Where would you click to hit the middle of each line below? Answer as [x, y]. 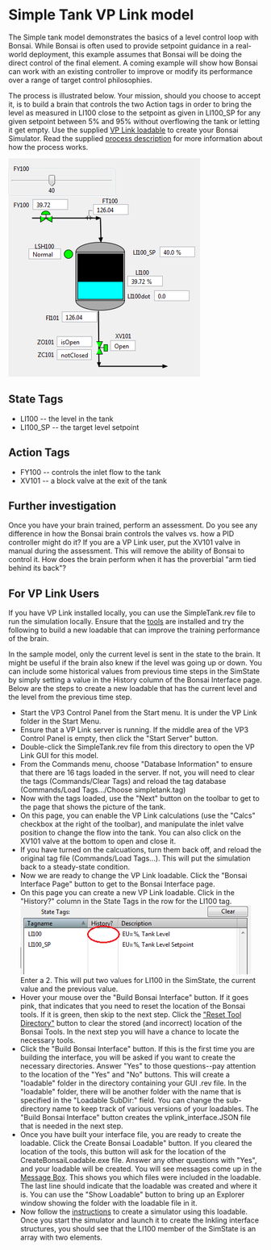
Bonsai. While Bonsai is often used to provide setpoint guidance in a [121, 45]
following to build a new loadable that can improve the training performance [134, 630]
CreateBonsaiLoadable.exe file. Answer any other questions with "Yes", [138, 1160]
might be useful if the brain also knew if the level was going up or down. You [135, 663]
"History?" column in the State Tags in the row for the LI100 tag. [126, 902]
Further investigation [63, 506]
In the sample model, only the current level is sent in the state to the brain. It [134, 654]
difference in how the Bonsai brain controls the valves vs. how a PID [121, 534]
